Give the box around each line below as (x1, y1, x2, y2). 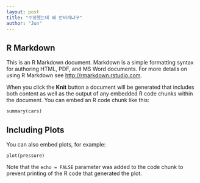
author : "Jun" (6, 20, 43, 26)
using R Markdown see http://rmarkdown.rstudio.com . (6, 72, 142, 79)
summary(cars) (6, 108, 43, 114)
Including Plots (6, 125, 65, 135)
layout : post (6, 9, 40, 15)
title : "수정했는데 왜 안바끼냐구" (6, 15, 83, 21)
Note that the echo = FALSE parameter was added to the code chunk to (6, 164, 184, 170)
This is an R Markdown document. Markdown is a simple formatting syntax (6, 59, 194, 66)
